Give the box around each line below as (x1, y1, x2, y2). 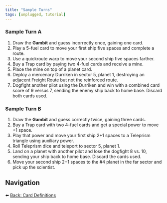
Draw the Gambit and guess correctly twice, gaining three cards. (12, 117, 146, 123)
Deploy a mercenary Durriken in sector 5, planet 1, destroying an (12, 71, 145, 77)
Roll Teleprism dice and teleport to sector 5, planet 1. (12, 143, 121, 149)
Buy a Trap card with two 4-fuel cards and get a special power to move (12, 122, 159, 128)
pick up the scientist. (12, 164, 56, 170)
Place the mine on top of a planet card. (12, 66, 92, 72)
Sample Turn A (5, 28, 42, 35)
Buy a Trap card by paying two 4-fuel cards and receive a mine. (12, 61, 144, 67)
